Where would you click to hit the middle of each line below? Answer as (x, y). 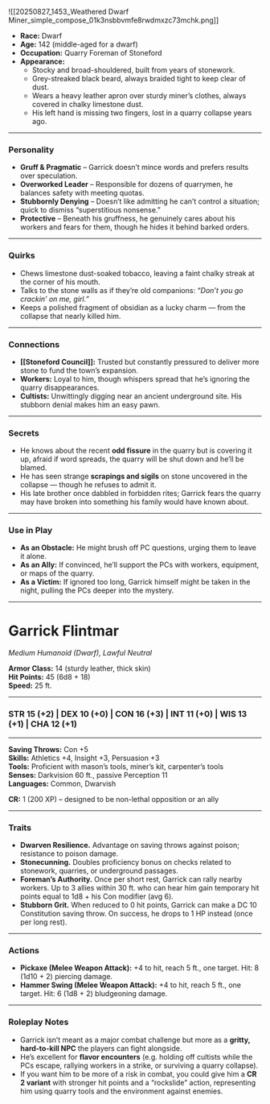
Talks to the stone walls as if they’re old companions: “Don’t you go (131, 290)
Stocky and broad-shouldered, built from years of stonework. (133, 70)
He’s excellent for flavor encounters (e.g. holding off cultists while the (136, 1056)
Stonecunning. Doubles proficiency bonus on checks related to (125, 862)
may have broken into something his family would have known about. (134, 502)
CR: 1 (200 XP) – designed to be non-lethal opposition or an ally (114, 799)
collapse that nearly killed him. (70, 316)
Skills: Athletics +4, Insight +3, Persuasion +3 (84, 758)
